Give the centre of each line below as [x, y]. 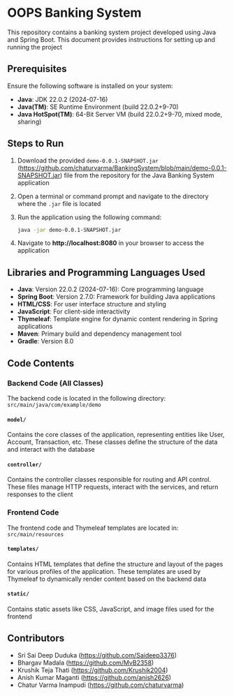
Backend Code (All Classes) [55, 383]
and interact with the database [51, 450]
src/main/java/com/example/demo [54, 405]
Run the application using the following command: [89, 217]
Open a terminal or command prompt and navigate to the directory [113, 196]
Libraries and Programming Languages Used [106, 273]
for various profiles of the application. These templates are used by [104, 571]
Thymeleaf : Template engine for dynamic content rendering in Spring [117, 319]
